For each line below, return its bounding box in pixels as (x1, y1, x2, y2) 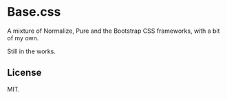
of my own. (7, 33, 39, 42)
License (7, 67, 42, 79)
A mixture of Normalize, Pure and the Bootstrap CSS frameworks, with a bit (7, 27, 220, 35)
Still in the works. (7, 47, 56, 55)
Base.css (7, 4, 61, 20)
